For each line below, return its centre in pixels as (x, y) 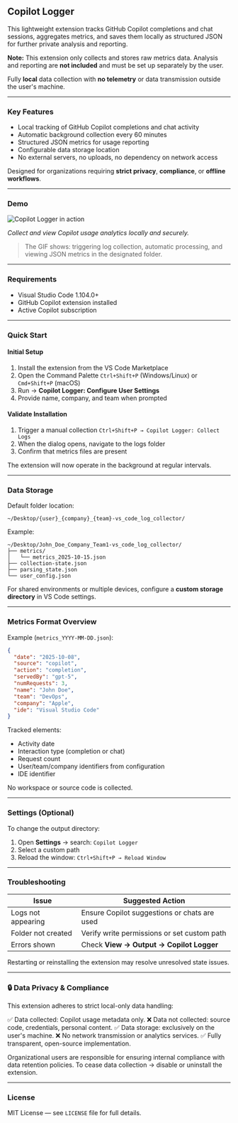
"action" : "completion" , (50, 670)
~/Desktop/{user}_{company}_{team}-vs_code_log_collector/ (96, 519)
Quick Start (27, 335)
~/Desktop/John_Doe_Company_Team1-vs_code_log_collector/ (95, 545)
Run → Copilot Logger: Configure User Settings (89, 390)
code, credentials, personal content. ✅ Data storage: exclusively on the (111, 1028)
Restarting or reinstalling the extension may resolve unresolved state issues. (119, 962)
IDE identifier (36, 774)
